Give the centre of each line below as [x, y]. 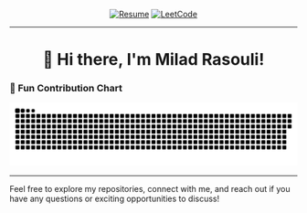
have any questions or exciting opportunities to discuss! [115, 199]
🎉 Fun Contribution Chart [66, 89]
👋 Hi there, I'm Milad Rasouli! [153, 60]
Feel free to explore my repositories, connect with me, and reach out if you [150, 189]
